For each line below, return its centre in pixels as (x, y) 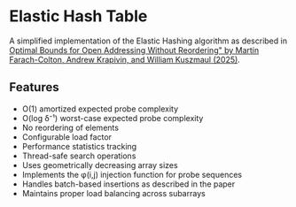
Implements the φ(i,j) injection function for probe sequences (132, 174)
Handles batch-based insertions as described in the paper (129, 184)
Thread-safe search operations (79, 156)
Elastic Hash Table (78, 16)
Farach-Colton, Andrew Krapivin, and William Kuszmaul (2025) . (125, 59)
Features (34, 87)
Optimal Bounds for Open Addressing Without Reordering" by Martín (134, 50)
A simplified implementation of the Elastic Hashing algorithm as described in (148, 41)
